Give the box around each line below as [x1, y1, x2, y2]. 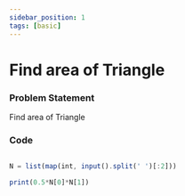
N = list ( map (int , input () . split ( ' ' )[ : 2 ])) [9, 162, 177, 171]
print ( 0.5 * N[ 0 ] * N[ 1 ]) [9, 178, 90, 187]
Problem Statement [9, 91, 95, 103]
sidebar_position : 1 [9, 12, 86, 22]
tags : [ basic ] [9, 21, 62, 30]
